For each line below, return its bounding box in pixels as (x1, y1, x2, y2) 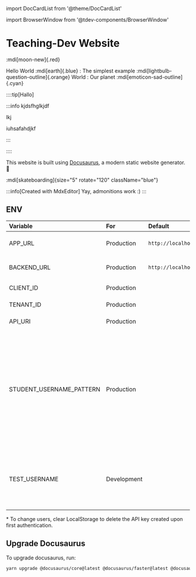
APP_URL (9, 239, 35, 247)
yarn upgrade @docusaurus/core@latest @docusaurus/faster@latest (6, 565, 168, 571)
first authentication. (6, 522, 53, 529)
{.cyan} (6, 79, 24, 86)
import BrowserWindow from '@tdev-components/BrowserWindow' (6, 16, 169, 23)
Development (106, 475, 143, 483)
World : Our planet (71, 73, 116, 81)
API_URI (9, 317, 31, 325)
